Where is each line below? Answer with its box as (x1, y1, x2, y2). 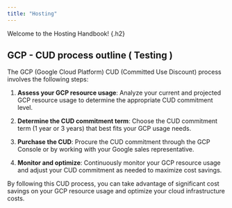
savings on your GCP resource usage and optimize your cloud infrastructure (7, 187, 226, 195)
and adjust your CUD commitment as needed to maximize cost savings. (17, 166, 222, 175)
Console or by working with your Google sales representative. (17, 145, 194, 154)
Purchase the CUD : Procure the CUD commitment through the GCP (17, 138, 210, 146)
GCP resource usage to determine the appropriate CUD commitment (17, 96, 213, 104)
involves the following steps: (7, 75, 89, 83)
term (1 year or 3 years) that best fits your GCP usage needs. (17, 125, 192, 133)
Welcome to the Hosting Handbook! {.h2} (7, 29, 125, 38)
